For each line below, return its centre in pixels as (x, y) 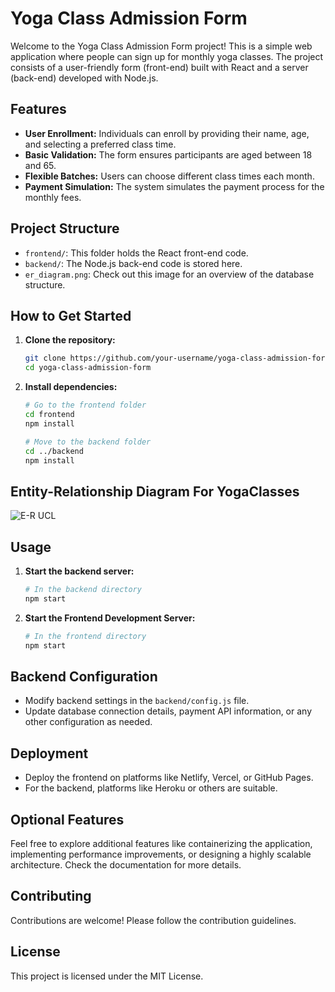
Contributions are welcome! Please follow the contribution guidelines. (153, 920)
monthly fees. (53, 197)
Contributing (51, 896)
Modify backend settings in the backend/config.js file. (137, 701)
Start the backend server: (79, 571)
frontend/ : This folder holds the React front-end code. (136, 253)
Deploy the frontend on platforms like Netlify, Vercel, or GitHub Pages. (169, 778)
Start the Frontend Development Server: (110, 618)
